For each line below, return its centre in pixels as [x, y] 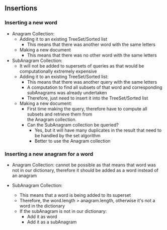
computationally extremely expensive [58, 71]
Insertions [21, 8]
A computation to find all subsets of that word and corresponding [95, 87]
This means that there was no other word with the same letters [92, 55]
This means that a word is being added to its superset [75, 195]
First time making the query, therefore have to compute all [87, 108]
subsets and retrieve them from [60, 114]
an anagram [24, 176]
